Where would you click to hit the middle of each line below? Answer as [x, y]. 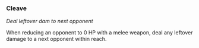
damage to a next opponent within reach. [56, 39]
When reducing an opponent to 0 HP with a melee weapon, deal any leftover [99, 33]
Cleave [16, 8]
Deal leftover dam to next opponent [50, 21]
